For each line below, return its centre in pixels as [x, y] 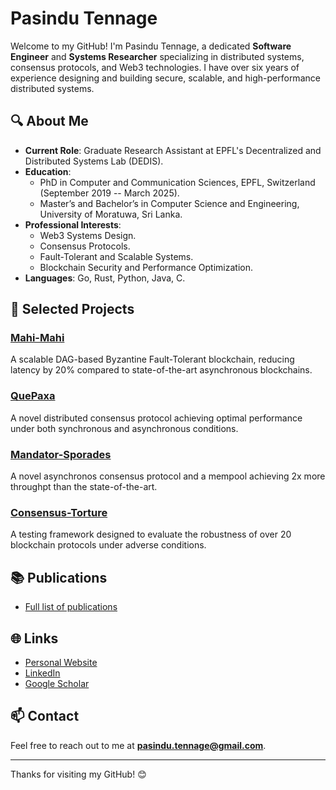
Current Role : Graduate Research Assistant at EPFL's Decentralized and [173, 150]
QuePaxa [33, 396]
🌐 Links [34, 638]
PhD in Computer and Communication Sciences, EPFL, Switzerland [177, 182]
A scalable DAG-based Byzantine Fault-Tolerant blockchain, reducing [152, 359]
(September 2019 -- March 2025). [109, 193]
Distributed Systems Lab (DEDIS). [94, 161]
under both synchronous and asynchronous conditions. [124, 428]
